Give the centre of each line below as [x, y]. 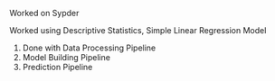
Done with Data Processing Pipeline [89, 48]
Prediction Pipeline [57, 67]
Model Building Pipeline [66, 57]
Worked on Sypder [44, 13]
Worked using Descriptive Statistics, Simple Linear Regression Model [138, 30]
